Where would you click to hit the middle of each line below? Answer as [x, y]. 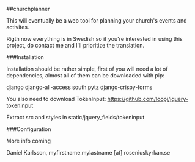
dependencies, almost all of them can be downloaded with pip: [86, 75]
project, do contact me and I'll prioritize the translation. [75, 45]
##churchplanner [28, 9]
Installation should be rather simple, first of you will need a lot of [87, 69]
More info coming [28, 141]
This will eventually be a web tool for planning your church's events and [97, 20]
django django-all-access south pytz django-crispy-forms [79, 87]
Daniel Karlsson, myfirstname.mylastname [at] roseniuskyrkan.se [88, 153]
